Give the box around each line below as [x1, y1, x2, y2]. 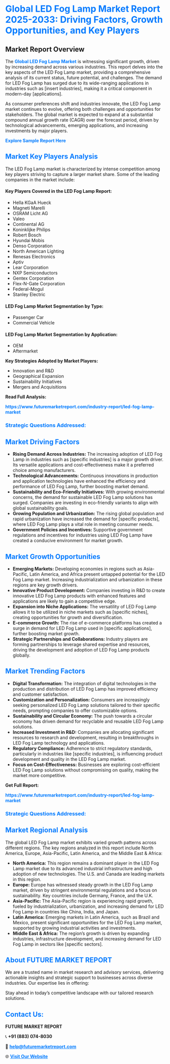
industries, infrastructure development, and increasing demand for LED [12, 935, 161, 941]
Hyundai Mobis [12, 238, 45, 244]
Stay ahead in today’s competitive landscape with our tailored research [5, 990, 154, 996]
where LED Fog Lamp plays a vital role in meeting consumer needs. [12, 521, 154, 527]
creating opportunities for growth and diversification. [12, 614, 123, 620]
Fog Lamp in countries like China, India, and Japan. [12, 908, 120, 914]
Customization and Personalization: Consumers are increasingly [12, 696, 150, 702]
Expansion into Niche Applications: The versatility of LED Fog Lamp [12, 603, 157, 609]
